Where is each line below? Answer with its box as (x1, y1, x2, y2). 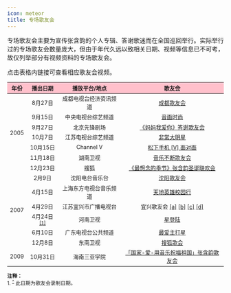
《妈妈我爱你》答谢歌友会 (140, 124, 205, 131)
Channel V (76, 143, 103, 151)
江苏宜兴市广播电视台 (62, 203, 117, 210)
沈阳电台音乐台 (70, 174, 109, 182)
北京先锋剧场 (73, 124, 107, 131)
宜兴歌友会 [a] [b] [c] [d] (140, 203, 204, 210)
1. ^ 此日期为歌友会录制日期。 (7, 279, 76, 287)
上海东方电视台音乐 (62, 185, 111, 192)
